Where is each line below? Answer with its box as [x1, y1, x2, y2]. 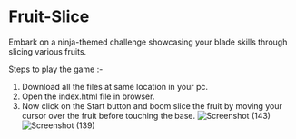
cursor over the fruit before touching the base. [21, 110, 196, 121]
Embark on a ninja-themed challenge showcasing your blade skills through [8, 36, 288, 47]
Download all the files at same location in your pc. [21, 81, 209, 92]
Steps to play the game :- [8, 64, 104, 74]
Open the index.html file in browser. [21, 91, 155, 102]
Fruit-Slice [8, 6, 90, 27]
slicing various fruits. [8, 45, 87, 56]
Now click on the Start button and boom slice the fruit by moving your [21, 100, 282, 111]
